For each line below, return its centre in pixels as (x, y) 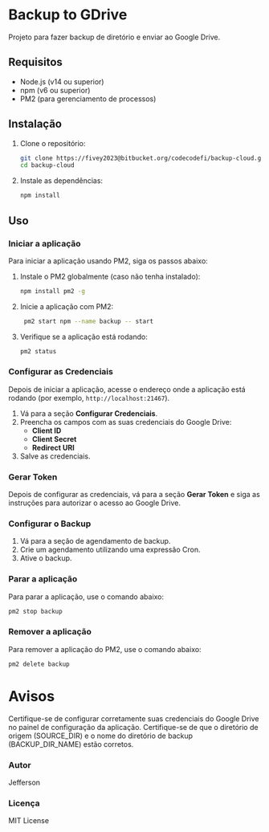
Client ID (47, 430)
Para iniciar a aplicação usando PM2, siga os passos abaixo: (108, 261)
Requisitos (35, 62)
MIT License (29, 821)
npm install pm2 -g (53, 291)
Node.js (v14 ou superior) (62, 81)
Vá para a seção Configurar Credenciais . (89, 413)
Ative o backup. (46, 558)
